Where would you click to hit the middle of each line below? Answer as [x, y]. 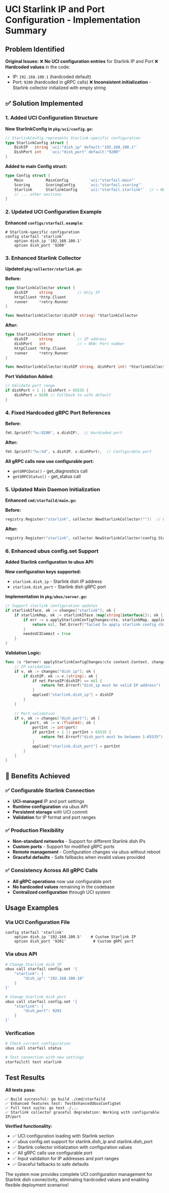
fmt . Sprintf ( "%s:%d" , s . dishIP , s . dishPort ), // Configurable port [78, 451]
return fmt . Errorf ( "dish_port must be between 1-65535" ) [102, 737]
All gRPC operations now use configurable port [62, 881]
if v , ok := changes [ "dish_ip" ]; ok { [55, 671]
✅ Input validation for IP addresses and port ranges [66, 1158]
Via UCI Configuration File [38, 922]
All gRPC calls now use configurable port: [50, 461]
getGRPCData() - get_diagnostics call [50, 471]
